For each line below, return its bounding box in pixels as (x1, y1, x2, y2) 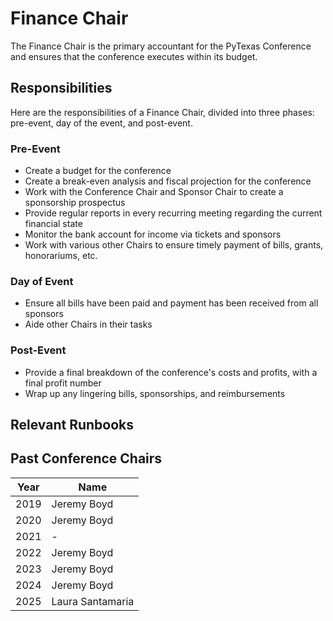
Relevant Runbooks (10, 417, 135, 434)
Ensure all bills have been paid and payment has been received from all (24, 297, 319, 309)
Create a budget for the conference (24, 165, 172, 177)
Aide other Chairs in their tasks (24, 318, 153, 331)
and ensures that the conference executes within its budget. (10, 50, 258, 62)
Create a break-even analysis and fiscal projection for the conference (24, 175, 312, 187)
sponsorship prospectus (24, 197, 126, 209)
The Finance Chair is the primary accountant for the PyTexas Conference (10, 40, 312, 52)
